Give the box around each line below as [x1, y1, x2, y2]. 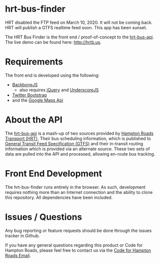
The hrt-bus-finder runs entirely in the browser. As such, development [5, 184, 146, 190]
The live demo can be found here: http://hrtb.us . [5, 39, 102, 45]
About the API [5, 114, 63, 125]
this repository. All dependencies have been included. [5, 194, 113, 200]
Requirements [5, 56, 63, 68]
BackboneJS [12, 82, 38, 88]
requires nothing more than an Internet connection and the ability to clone [5, 189, 153, 195]
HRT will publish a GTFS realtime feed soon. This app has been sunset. [5, 24, 147, 30]
